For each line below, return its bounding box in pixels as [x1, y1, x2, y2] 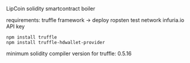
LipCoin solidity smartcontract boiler [6, 5, 95, 12]
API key [6, 23, 25, 30]
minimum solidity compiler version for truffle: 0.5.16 [6, 50, 132, 57]
